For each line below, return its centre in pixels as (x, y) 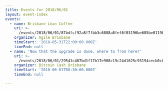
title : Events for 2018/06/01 (37, 10)
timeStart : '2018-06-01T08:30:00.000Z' (56, 70)
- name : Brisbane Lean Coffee (41, 24)
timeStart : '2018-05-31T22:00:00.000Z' (56, 42)
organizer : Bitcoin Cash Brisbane (50, 65)
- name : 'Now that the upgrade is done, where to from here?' (76, 51)
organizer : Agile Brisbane (42, 38)
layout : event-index (27, 14)
